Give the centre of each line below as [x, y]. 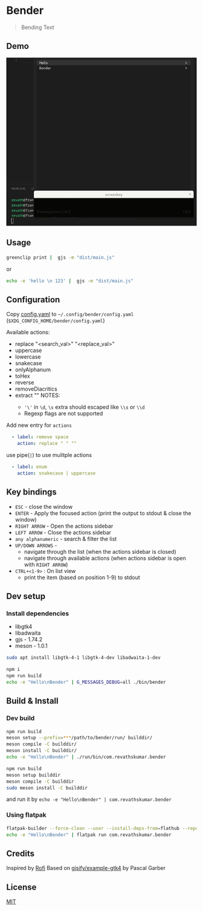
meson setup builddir [34, 775]
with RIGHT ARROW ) [46, 564]
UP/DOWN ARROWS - [36, 545]
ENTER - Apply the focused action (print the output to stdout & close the [103, 513]
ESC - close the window [44, 507]
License [21, 887]
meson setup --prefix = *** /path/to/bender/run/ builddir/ [79, 738]
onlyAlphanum [33, 370]
